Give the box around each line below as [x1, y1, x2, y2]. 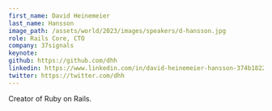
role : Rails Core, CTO [8, 34, 85, 43]
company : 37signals [8, 42, 74, 50]
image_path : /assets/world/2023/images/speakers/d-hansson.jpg [8, 27, 227, 35]
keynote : [8, 49, 38, 57]
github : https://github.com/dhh [8, 57, 117, 65]
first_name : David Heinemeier [8, 11, 111, 20]
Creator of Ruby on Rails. [8, 93, 91, 103]
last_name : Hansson [8, 19, 74, 27]
